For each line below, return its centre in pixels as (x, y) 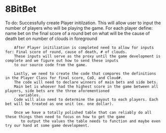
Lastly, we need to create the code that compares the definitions (85, 73)
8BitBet (21, 9)
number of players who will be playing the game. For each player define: (79, 28)
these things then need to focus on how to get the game (65, 117)
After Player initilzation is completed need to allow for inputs (84, 47)
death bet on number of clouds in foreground (51, 39)
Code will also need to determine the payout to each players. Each (86, 99)
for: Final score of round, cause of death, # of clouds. (66, 52)
